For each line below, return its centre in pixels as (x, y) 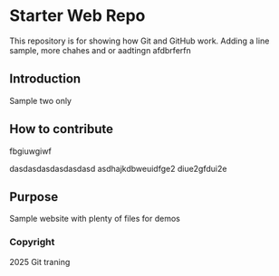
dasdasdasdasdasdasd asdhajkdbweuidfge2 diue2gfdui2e (118, 168)
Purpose (34, 197)
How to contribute (62, 129)
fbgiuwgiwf (30, 151)
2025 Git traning (40, 262)
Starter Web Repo (77, 16)
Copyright (32, 243)
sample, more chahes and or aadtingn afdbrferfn (101, 50)
